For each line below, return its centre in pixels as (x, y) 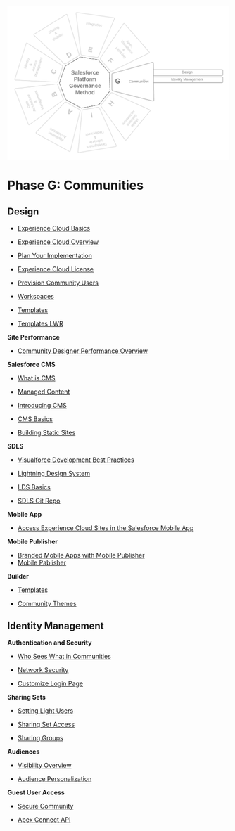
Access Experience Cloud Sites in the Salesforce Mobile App (106, 528)
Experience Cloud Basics (53, 228)
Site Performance (33, 337)
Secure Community (45, 806)
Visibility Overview (44, 766)
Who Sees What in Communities (64, 657)
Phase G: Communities (76, 186)
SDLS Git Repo (39, 501)
